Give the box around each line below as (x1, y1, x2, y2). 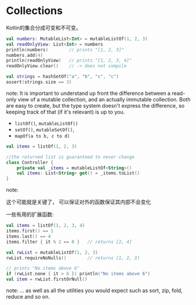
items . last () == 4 (6, 233, 51, 239)
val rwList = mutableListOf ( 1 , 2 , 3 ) (6, 249, 98, 255)
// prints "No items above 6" (6, 265, 80, 272)
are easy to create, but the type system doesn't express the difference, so (6, 102, 185, 109)
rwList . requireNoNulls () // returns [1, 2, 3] (6, 255, 140, 261)
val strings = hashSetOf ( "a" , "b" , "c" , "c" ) (6, 74, 119, 80)
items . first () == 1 (6, 228, 54, 234)
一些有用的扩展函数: (6, 211, 54, 218)
